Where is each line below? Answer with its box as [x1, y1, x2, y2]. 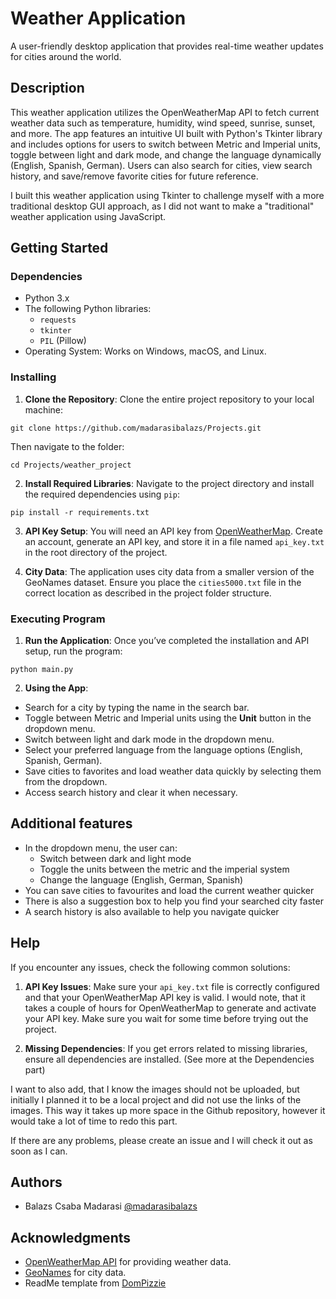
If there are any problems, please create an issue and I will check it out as [10, 1134, 313, 1146]
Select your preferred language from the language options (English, [24, 744, 303, 756]
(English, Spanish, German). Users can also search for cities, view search [10, 159, 313, 171]
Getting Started [10, 240, 109, 257]
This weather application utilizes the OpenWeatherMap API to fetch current [10, 106, 320, 118]
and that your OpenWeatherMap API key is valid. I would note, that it [24, 991, 306, 1003]
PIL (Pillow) [39, 335, 87, 347]
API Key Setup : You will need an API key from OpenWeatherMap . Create [24, 525, 323, 537]
